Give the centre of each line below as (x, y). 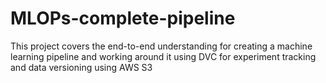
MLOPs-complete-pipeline (123, 18)
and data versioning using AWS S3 (81, 67)
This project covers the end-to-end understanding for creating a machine (161, 46)
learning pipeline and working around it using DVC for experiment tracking (163, 56)
